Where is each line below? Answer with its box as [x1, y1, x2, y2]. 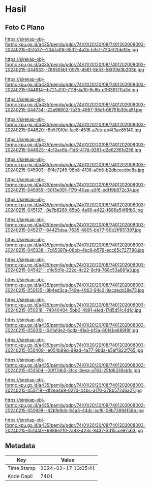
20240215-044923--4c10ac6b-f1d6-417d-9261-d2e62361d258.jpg [5, 147, 142, 152]
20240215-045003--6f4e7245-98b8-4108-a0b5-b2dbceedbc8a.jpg [5, 167, 145, 173]
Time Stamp [7, 465, 36, 472]
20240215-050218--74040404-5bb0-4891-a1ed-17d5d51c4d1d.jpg [5, 307, 142, 313]
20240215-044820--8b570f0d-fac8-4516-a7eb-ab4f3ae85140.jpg [5, 127, 141, 133]
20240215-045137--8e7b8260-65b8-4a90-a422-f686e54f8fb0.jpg [5, 207, 143, 213]
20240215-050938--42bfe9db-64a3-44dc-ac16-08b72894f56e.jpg [5, 408, 144, 413]
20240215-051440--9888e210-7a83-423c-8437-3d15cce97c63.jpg [5, 428, 143, 433]
